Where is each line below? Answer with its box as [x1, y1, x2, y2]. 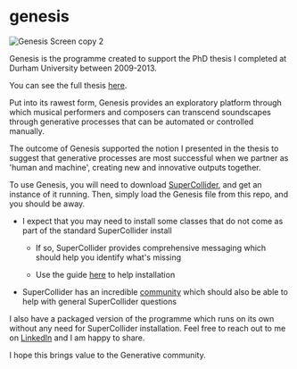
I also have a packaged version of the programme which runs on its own [9, 313, 275, 323]
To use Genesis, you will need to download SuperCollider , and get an [9, 179, 262, 189]
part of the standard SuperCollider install [21, 225, 172, 236]
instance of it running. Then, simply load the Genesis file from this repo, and [9, 189, 288, 199]
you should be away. [9, 198, 86, 209]
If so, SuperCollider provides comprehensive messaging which [35, 242, 267, 253]
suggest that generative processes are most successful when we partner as [9, 152, 289, 163]
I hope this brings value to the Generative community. [9, 349, 207, 360]
